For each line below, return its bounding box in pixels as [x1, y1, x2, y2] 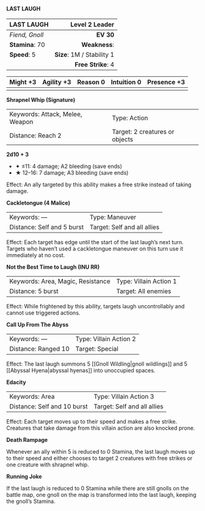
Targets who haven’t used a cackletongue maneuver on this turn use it [6, 245, 184, 253]
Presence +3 [147, 78, 185, 87]
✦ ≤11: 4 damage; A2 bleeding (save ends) [15, 162, 123, 170]
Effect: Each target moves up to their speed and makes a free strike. [6, 418, 178, 426]
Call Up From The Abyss [6, 321, 69, 328]
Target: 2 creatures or [112, 128, 174, 136]
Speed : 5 [9, 51, 36, 59]
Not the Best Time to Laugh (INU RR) [6, 263, 100, 271]
